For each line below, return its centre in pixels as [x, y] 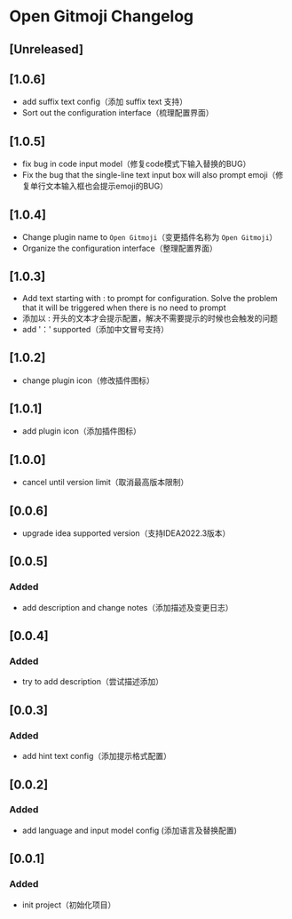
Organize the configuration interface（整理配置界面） [119, 248]
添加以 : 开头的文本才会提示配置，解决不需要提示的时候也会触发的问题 [150, 318]
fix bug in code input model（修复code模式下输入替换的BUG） [136, 164]
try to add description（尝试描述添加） [93, 682]
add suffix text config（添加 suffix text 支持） [105, 102]
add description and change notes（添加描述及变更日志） [127, 607]
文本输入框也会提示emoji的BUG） [107, 186]
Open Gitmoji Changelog [102, 16]
